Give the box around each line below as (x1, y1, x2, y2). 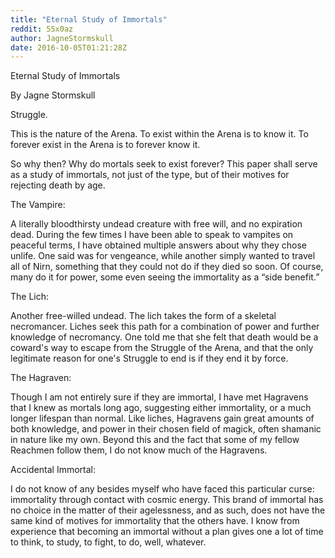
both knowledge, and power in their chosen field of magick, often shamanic (10, 423, 322, 435)
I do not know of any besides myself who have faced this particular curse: (10, 483, 315, 495)
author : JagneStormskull (10, 33, 114, 43)
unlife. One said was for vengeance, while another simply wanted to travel (10, 250, 316, 262)
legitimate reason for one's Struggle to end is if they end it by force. (10, 352, 289, 365)
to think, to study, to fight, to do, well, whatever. (10, 536, 207, 548)
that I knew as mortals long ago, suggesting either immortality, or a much (10, 402, 312, 414)
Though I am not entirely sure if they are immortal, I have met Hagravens (10, 391, 309, 403)
